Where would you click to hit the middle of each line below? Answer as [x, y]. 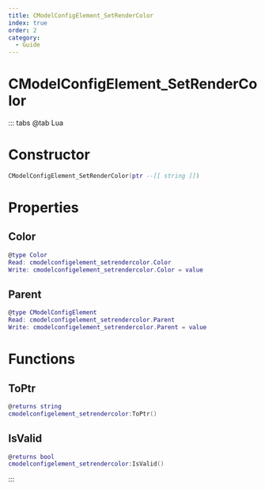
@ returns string [35, 406]
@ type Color [28, 255]
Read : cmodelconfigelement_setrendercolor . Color [90, 262]
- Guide [28, 45]
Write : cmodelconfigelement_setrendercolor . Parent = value [108, 328]
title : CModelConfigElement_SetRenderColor [81, 15]
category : [25, 38]
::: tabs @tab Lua [36, 123]
